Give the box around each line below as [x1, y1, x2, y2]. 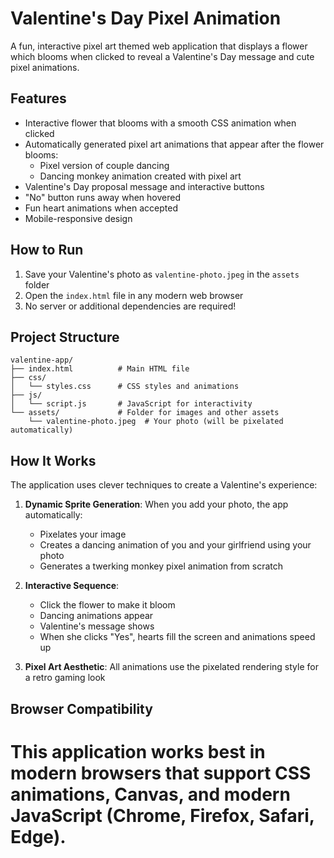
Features [10, 90, 67, 107]
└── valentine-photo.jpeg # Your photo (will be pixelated [28, 417, 284, 427]
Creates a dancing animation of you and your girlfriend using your [39, 539, 312, 551]
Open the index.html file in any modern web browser [24, 289, 244, 301]
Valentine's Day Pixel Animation [10, 7, 282, 30]
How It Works [10, 452, 97, 469]
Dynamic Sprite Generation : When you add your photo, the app [24, 498, 289, 511]
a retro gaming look [24, 672, 106, 684]
